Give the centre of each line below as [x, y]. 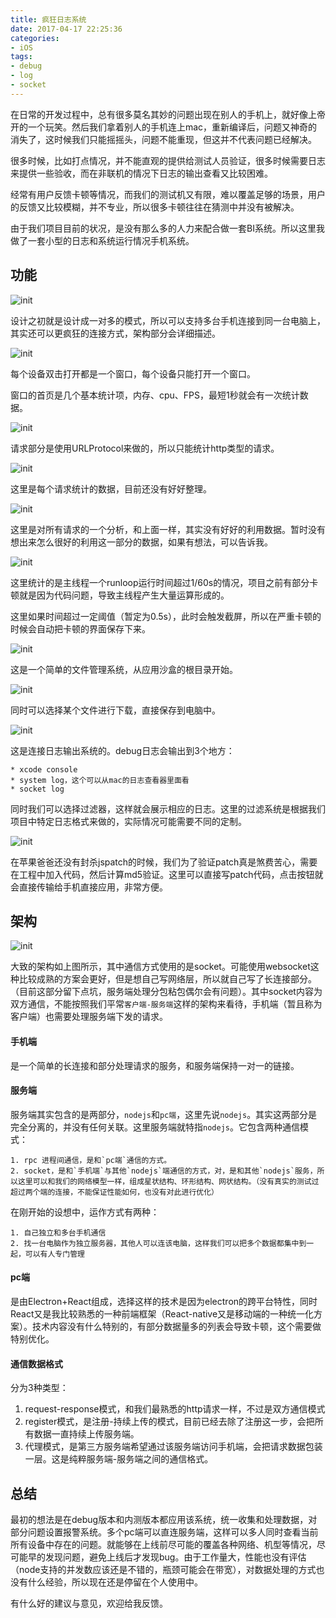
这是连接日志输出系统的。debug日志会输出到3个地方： [122, 750]
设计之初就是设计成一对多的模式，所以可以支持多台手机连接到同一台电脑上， [168, 320]
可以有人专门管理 [54, 1254]
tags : [21, 57]
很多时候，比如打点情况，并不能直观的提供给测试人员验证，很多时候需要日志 [168, 160]
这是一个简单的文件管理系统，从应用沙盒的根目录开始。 [124, 669]
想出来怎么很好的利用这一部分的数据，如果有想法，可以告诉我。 [141, 542]
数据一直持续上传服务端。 [86, 1434]
